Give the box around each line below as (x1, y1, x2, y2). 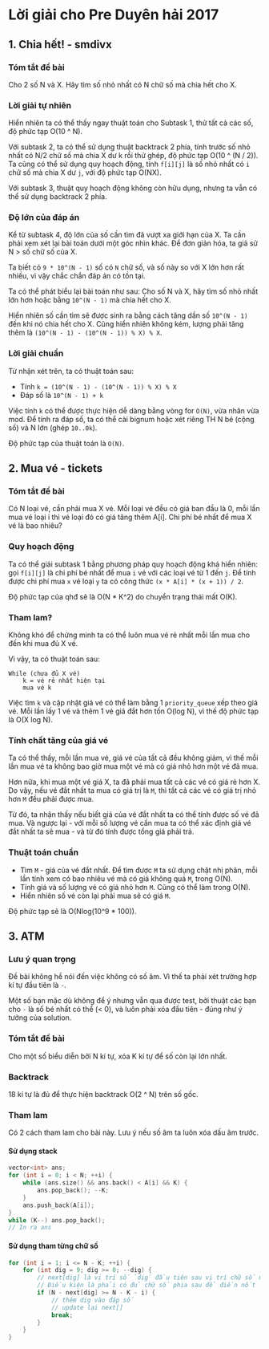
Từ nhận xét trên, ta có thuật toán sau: (8, 366, 134, 376)
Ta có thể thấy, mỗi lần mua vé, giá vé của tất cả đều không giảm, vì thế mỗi (8, 753, 259, 763)
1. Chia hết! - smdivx (8, 38, 112, 51)
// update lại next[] (50, 1303, 124, 1311)
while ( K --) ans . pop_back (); (8, 1216, 106, 1225)
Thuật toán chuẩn (8, 847, 78, 858)
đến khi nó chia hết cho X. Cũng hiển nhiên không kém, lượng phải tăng (8, 319, 244, 329)
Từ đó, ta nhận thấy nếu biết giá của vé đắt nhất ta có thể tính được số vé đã (8, 810, 259, 819)
